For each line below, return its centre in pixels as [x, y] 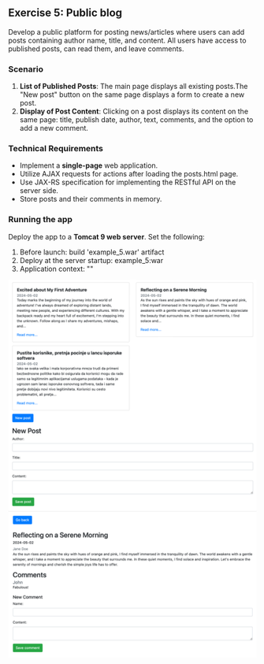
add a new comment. [54, 128]
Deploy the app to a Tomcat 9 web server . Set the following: [106, 236]
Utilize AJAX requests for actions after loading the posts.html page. [129, 174]
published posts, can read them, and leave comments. [96, 48]
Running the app [41, 220]
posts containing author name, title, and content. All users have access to [127, 40]
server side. [39, 191]
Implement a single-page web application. [89, 165]
